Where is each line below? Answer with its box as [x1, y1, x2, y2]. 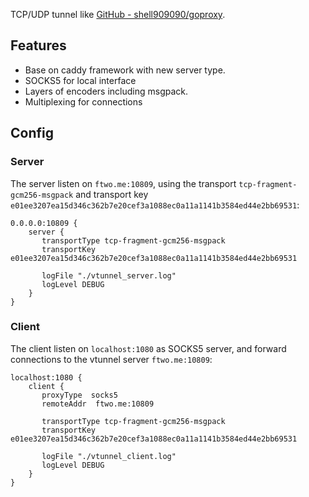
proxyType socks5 [41, 390, 118, 400]
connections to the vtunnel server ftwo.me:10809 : [10, 353, 213, 365]
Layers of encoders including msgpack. [24, 85, 189, 97]
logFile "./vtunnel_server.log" [41, 270, 177, 281]
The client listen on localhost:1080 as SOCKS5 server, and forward [10, 342, 287, 354]
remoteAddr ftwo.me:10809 [41, 399, 155, 409]
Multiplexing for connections [24, 95, 143, 108]
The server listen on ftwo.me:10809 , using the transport [10, 177, 237, 189]
